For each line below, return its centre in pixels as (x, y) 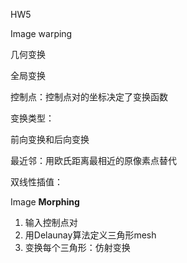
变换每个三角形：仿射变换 (77, 247)
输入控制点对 (51, 222)
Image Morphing (45, 202)
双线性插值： (36, 182)
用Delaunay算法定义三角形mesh (90, 235)
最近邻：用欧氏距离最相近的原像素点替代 (93, 160)
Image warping (41, 33)
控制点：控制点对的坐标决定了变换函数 (89, 97)
